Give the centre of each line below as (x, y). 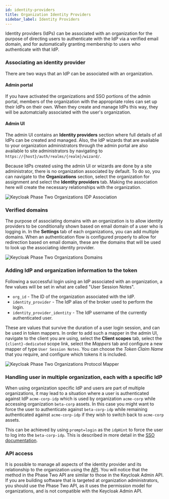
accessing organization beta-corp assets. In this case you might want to (80, 404)
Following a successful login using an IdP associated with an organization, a (84, 281)
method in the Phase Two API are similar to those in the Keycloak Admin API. (84, 475)
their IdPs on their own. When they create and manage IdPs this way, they (82, 107)
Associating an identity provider (45, 62)
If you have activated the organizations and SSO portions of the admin (78, 96)
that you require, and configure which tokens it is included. (66, 354)
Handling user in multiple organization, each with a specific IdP (84, 377)
